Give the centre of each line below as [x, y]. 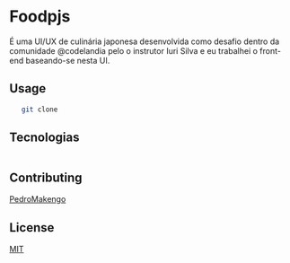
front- [270, 50]
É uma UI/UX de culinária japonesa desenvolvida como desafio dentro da [145, 41]
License [32, 228]
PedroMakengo [38, 199]
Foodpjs [40, 17]
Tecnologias [44, 138]
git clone [40, 110]
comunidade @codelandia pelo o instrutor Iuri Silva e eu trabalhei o [134, 50]
